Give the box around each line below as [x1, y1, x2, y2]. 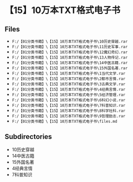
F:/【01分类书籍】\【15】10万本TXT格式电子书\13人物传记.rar [11, 55, 128, 60]
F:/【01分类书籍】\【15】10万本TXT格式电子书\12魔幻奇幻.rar [11, 50, 128, 55]
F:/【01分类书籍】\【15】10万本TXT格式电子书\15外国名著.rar [11, 66, 128, 71]
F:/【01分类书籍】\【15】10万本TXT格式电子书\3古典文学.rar [11, 82, 125, 87]
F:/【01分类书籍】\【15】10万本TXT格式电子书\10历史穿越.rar [11, 39, 128, 44]
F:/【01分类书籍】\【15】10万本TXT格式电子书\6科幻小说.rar [11, 98, 125, 103]
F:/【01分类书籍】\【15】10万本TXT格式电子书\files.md [11, 119, 117, 124]
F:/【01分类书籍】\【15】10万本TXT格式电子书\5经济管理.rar [11, 92, 125, 97]
